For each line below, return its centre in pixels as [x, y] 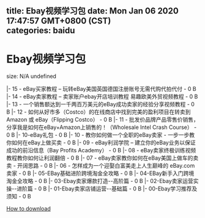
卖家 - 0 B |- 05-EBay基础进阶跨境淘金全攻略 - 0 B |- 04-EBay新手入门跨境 [100, 173]
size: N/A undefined [32, 76]
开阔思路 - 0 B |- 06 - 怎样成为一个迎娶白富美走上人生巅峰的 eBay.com [106, 166]
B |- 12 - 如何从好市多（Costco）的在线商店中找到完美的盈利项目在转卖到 [99, 112]
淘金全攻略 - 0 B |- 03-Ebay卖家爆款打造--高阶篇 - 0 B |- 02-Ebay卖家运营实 [102, 181]
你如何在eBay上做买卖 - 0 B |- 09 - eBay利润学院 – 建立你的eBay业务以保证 [101, 142]
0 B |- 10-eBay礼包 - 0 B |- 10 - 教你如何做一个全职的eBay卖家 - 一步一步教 [100, 135]
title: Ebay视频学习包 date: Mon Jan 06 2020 [92, 11]
